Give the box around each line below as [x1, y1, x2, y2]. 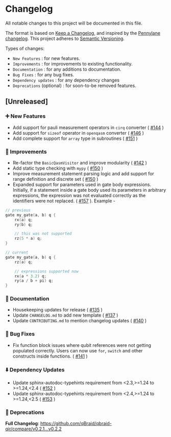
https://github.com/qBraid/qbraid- [40, 421, 112, 427]
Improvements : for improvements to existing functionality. [12, 60, 133, 67]
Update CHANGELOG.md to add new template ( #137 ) [12, 312, 118, 318]
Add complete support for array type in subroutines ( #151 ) [12, 135, 138, 141]
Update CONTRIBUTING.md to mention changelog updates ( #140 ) [12, 318, 147, 324]
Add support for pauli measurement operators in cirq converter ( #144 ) [12, 124, 164, 131]
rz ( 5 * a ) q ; [14, 236, 42, 241]
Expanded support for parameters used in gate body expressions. [12, 181, 152, 188]
